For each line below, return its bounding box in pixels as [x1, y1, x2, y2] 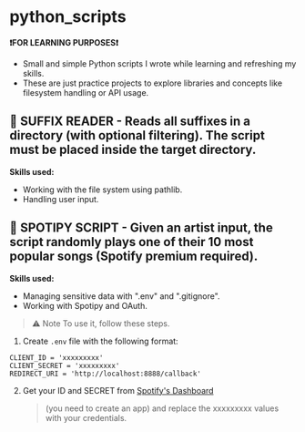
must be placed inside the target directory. [9, 142, 257, 158]
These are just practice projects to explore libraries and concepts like [22, 77, 283, 88]
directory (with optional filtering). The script [9, 128, 266, 143]
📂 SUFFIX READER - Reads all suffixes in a [9, 114, 251, 129]
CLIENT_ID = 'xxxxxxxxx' [9, 353, 104, 362]
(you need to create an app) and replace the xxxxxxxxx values [45, 403, 280, 414]
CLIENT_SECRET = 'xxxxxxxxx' [9, 361, 120, 370]
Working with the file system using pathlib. [22, 184, 183, 195]
